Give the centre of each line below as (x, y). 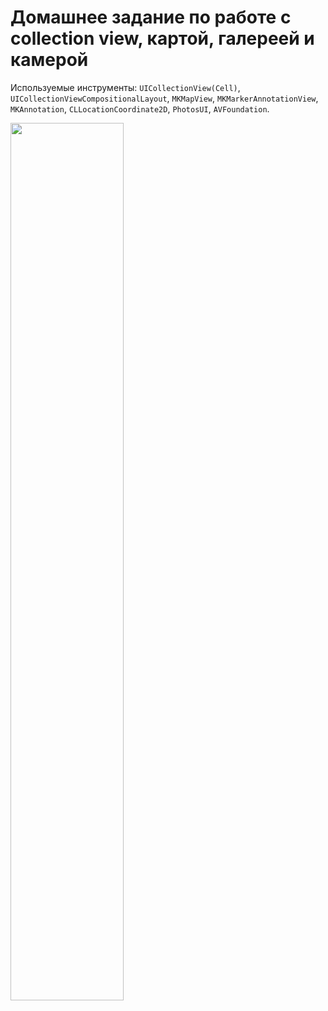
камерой (49, 60)
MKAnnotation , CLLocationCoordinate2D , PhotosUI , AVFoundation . (140, 108)
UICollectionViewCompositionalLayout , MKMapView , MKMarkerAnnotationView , (164, 98)
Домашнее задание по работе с (151, 17)
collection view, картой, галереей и (162, 38)
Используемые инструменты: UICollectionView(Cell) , (125, 87)
